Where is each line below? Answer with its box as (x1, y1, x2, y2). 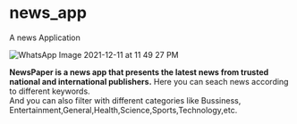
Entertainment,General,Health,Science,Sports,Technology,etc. (9, 104, 238, 115)
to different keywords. (9, 86, 91, 96)
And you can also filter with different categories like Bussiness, (9, 95, 242, 105)
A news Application (9, 32, 81, 43)
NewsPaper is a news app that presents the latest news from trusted (9, 66, 269, 78)
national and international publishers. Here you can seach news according (9, 76, 289, 87)
